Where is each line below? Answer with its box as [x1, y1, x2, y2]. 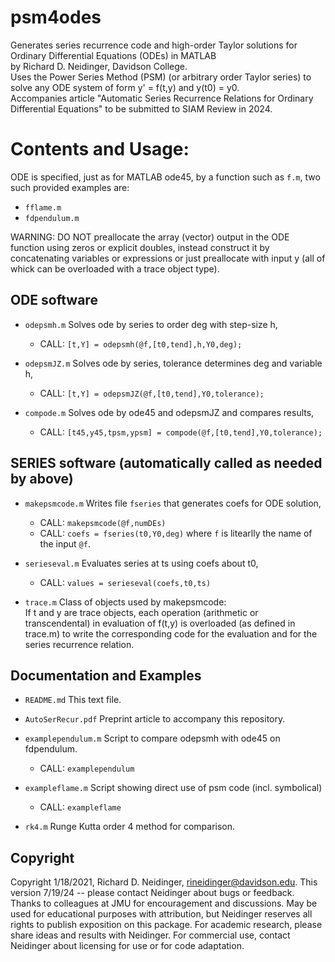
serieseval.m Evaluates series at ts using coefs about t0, [24, 557, 259, 569]
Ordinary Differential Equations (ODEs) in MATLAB [10, 49, 217, 61]
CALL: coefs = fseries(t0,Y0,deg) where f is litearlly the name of [39, 527, 313, 539]
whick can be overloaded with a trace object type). [10, 262, 220, 275]
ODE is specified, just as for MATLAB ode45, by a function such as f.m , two [10, 171, 321, 183]
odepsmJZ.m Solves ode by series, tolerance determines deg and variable [24, 357, 323, 369]
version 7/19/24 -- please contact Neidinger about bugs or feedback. [10, 887, 295, 899]
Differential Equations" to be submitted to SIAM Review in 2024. [10, 102, 273, 115]
